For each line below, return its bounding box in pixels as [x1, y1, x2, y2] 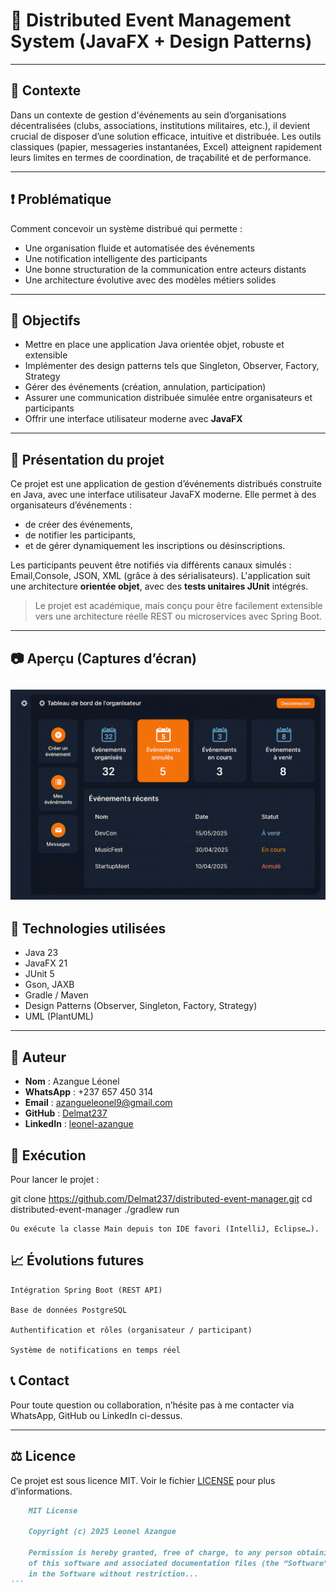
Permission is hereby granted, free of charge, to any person [28, 1548, 293, 1558]
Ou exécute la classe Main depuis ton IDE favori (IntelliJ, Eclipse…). [10, 1224, 320, 1234]
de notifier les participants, [24, 529, 137, 541]
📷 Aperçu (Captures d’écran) [10, 650, 197, 667]
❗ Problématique [10, 191, 112, 208]
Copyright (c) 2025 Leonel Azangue [28, 1527, 177, 1537]
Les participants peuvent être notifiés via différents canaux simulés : [10, 559, 292, 571]
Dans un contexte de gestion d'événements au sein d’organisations [10, 109, 287, 121]
